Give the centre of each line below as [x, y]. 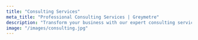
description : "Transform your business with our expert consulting [91, 22]
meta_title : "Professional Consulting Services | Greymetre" [83, 17]
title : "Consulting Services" [43, 11]
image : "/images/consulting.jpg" [47, 28]
